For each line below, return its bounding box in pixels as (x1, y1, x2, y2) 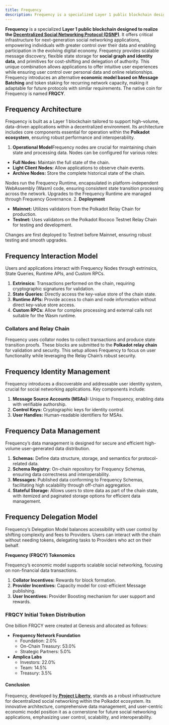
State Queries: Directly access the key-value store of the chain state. (12, 291, 157, 297)
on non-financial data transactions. (5, 567, 78, 573)
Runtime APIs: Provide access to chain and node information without (12, 297, 156, 303)
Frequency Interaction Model (5, 252, 98, 260)
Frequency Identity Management (5, 367, 111, 376)
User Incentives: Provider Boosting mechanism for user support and (12, 593, 155, 599)
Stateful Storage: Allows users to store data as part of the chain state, (12, 488, 158, 494)
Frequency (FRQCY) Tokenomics (5, 552, 75, 558)
